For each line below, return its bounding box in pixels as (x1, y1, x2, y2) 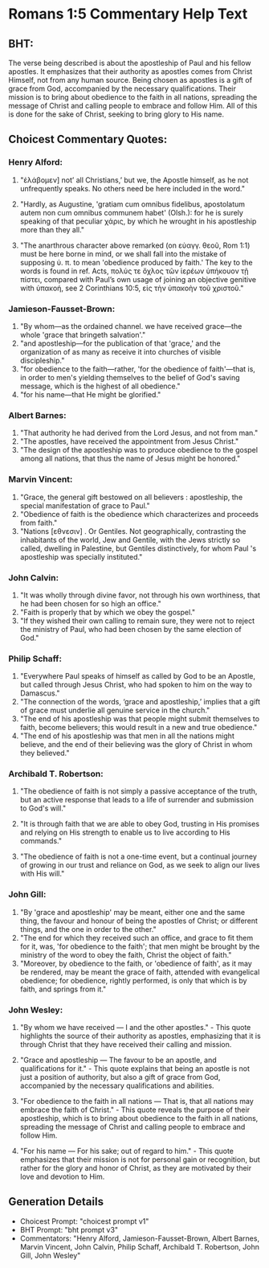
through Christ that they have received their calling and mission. (19, 1040, 232, 1049)
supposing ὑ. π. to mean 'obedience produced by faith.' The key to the (19, 257, 253, 267)
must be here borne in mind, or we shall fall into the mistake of (19, 248, 227, 258)
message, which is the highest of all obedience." (19, 381, 181, 391)
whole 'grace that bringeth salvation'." (19, 330, 146, 339)
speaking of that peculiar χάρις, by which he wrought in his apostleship (19, 216, 257, 226)
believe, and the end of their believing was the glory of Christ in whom (19, 740, 253, 749)
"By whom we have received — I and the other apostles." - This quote (19, 1023, 251, 1032)
